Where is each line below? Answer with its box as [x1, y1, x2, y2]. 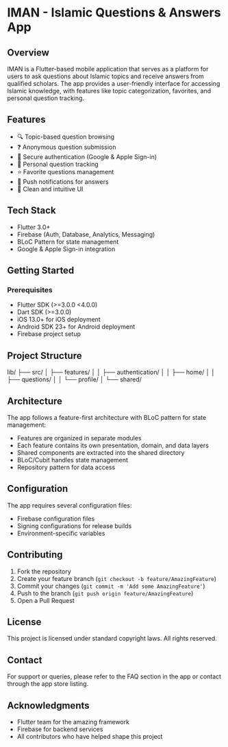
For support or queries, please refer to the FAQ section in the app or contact [7, 672, 221, 680]
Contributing [7, 549, 63, 560]
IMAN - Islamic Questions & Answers [7, 5, 221, 21]
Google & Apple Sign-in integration [16, 245, 116, 253]
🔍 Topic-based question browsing [16, 132, 115, 141]
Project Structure [7, 350, 82, 361]
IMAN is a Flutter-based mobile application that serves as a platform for [7, 65, 209, 73]
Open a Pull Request [16, 596, 75, 604]
